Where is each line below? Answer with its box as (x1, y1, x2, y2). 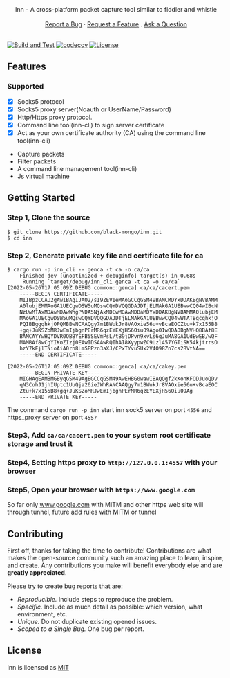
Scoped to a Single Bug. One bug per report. (17, 625, 144, 633)
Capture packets (17, 150, 65, 158)
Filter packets (17, 157, 57, 166)
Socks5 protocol (17, 97, 64, 105)
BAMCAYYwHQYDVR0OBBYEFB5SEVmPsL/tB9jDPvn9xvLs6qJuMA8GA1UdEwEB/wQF (19, 332, 218, 340)
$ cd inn (7, 234, 32, 242)
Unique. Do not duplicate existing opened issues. (17, 617, 157, 625)
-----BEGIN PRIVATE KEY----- (19, 369, 104, 376)
